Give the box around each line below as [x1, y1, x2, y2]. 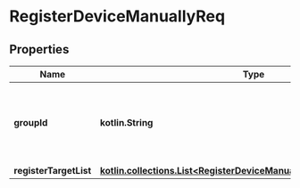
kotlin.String [99, 117, 154, 128]
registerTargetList [13, 165, 92, 176]
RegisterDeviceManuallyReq [9, 6, 226, 27]
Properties [9, 42, 70, 57]
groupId [13, 117, 48, 128]
